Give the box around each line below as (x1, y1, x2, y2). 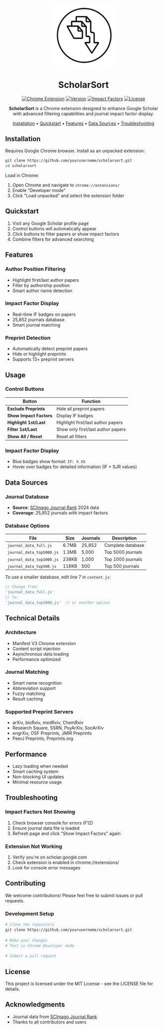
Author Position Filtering (5, 266, 66, 273)
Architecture (5, 629, 37, 636)
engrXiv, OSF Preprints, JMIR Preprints (12, 730, 92, 736)
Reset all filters (56, 433, 87, 439)
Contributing (5, 879, 46, 888)
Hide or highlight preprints (12, 351, 66, 357)
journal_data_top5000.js (7, 550, 59, 555)
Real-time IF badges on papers (12, 311, 76, 317)
